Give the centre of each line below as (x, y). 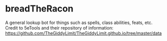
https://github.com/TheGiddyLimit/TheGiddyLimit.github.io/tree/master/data (83, 33)
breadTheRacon (39, 9)
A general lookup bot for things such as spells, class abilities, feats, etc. (79, 22)
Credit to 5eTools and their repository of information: (59, 27)
